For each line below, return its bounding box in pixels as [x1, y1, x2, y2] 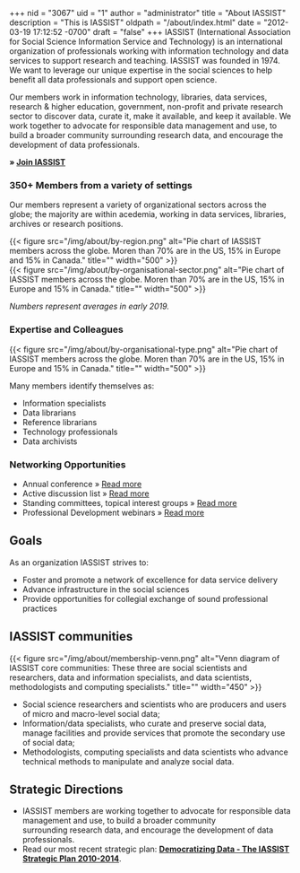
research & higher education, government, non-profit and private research [9, 101, 284, 111]
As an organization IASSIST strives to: [9, 556, 150, 568]
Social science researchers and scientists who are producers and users [21, 699, 287, 710]
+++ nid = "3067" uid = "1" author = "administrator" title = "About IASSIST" [9, 8, 287, 18]
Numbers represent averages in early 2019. [9, 301, 170, 312]
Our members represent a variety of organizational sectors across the [9, 199, 267, 210]
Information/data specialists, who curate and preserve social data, [21, 718, 267, 729]
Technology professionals [21, 426, 118, 437]
